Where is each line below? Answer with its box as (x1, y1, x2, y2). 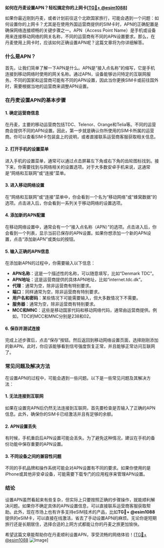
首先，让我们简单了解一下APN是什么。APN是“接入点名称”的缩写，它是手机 (5, 65, 155, 71)
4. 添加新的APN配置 (5, 212, 45, 218)
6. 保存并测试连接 (5, 325, 41, 331)
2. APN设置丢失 (5, 423, 37, 429)
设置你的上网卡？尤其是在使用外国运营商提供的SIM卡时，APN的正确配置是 (9, 22, 159, 27)
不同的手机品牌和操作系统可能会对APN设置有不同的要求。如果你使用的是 (5, 465, 151, 471)
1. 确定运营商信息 (5, 110, 40, 115)
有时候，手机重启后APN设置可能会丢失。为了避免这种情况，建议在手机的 (5, 435, 151, 441)
